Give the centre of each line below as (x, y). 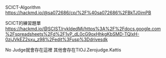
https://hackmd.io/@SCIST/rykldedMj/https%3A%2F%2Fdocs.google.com (83, 29)
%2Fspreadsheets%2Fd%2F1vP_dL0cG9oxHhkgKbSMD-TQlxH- (72, 34)
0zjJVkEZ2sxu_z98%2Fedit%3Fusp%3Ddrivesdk (56, 39)
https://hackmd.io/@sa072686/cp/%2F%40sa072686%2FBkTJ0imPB (78, 13)
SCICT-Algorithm (23, 7)
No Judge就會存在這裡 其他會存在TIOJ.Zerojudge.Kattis (63, 50)
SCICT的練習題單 (23, 23)
